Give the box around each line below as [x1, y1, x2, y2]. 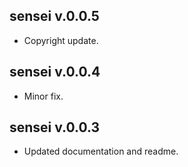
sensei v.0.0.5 [9, 8, 100, 25]
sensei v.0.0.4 [9, 64, 101, 81]
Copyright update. [23, 34, 99, 46]
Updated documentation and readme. [23, 145, 179, 158]
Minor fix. [23, 90, 64, 102]
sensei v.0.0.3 [9, 119, 101, 136]
